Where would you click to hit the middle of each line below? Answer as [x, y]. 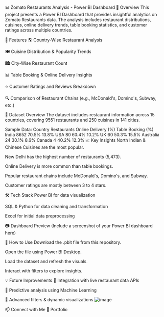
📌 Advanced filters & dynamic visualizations [49, 300]
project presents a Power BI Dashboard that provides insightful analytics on [81, 14]
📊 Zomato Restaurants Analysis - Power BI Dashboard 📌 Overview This [77, 7]
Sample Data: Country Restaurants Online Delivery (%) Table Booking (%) [79, 129]
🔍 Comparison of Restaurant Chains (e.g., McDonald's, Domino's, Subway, [81, 98]
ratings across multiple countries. [39, 30]
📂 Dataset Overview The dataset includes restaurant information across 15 [80, 115]
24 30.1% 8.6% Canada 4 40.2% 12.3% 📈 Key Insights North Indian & [75, 140]
